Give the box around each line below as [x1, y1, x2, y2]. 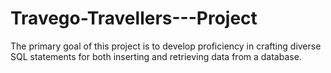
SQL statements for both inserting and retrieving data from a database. [10, 50, 302, 62]
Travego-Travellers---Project [10, 7, 258, 30]
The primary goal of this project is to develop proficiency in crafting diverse [10, 40, 322, 52]
